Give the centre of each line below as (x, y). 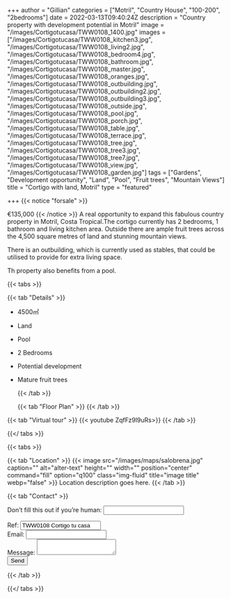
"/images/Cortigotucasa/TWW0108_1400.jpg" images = (87, 32)
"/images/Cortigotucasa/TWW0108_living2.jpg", (76, 47)
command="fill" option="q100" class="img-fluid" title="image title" (103, 475)
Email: (16, 534)
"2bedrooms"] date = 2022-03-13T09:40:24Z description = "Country (106, 17)
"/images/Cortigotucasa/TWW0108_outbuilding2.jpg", (85, 91)
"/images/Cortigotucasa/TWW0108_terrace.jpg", (77, 136)
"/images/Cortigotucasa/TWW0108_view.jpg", (73, 165)
